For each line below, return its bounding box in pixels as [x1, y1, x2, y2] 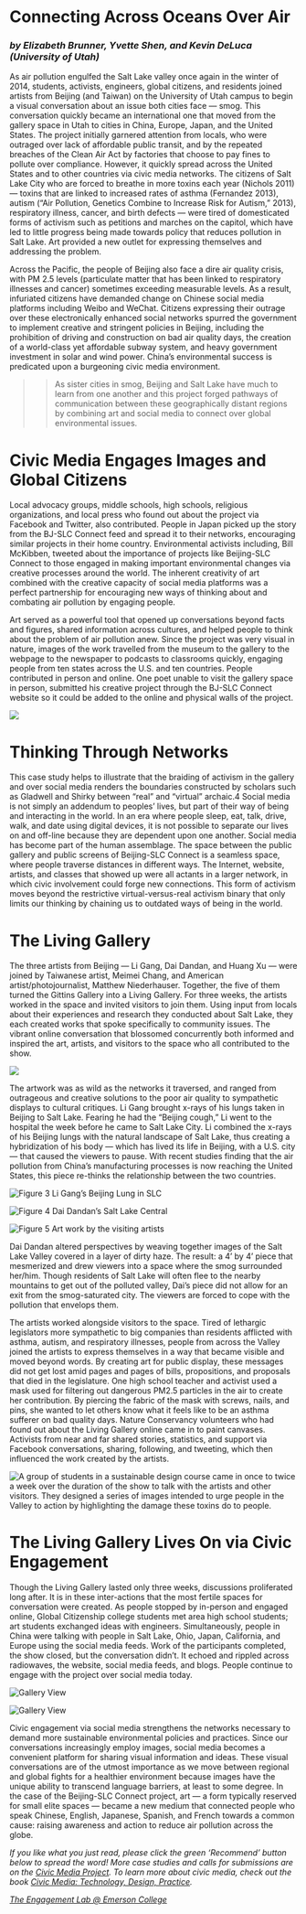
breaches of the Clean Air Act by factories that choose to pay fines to [9, 149, 271, 160]
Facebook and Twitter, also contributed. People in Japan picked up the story [9, 519, 297, 530]
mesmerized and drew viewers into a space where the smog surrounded [9, 1261, 283, 1272]
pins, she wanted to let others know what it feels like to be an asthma [9, 1404, 269, 1415]
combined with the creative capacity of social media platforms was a [9, 577, 269, 588]
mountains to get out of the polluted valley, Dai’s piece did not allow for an [9, 1280, 288, 1291]
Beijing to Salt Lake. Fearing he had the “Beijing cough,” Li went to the [9, 1112, 272, 1123]
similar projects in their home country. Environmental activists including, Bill [9, 538, 294, 550]
